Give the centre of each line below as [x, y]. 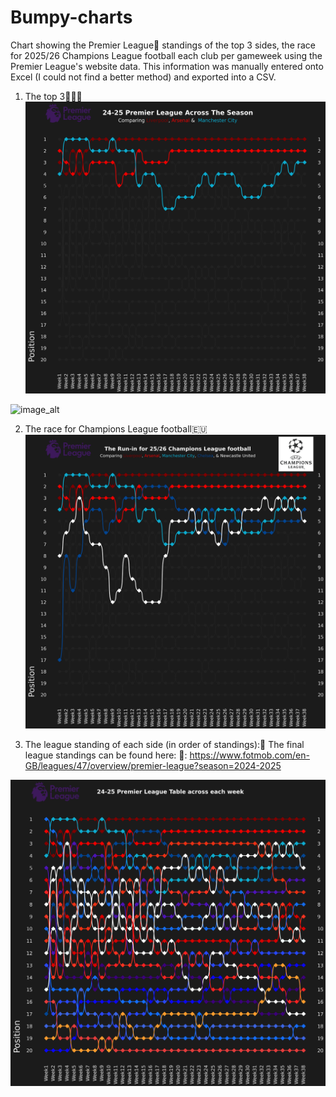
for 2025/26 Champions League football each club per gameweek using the [166, 55]
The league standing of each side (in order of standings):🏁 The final [164, 745]
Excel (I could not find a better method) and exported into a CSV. [143, 77]
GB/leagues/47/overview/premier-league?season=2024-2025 [153, 766]
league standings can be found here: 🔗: [106, 755]
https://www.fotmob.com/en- [249, 755]
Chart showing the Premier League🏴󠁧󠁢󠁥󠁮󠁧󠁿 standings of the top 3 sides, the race [163, 45]
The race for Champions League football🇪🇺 [116, 428]
